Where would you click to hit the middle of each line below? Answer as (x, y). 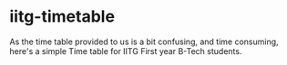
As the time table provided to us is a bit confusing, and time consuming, (144, 42)
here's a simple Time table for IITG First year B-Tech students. (126, 51)
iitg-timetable (62, 17)
